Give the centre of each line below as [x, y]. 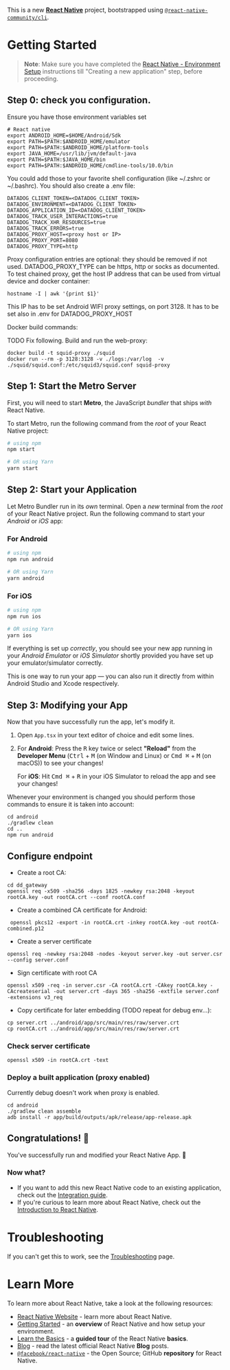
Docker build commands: [43, 327]
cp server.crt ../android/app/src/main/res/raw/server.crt [93, 1023]
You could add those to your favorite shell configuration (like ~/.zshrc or [109, 178]
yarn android [26, 578]
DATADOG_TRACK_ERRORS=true [46, 228]
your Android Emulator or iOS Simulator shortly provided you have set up [111, 655]
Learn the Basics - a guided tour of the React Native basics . [103, 1338]
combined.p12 [26, 929]
